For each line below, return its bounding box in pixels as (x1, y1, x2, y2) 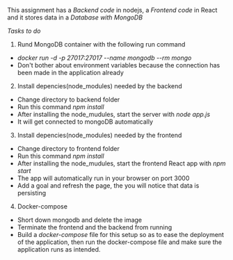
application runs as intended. (17, 245, 101, 253)
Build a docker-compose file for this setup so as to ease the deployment (17, 231, 225, 238)
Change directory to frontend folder (17, 145, 120, 152)
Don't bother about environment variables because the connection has (17, 61, 220, 69)
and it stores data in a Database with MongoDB (7, 13, 143, 22)
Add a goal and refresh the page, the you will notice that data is (17, 181, 200, 190)
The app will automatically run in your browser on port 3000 (17, 174, 190, 182)
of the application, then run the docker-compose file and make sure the (17, 238, 223, 246)
